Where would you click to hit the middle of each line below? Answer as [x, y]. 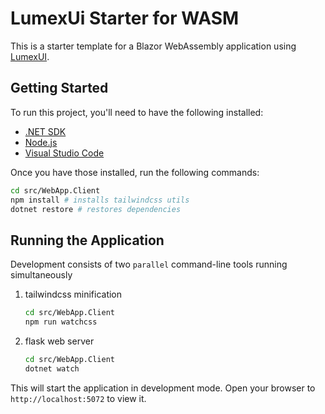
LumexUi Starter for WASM [125, 18]
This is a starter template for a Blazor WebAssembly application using [153, 46]
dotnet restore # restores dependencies [96, 209]
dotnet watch [52, 368]
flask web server [59, 341]
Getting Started [59, 88]
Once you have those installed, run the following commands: [135, 172]
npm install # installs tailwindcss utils [100, 200]
